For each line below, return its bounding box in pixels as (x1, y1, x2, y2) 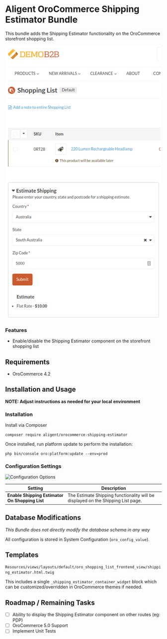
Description (101, 485, 126, 491)
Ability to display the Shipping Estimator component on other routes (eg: (12, 612, 161, 618)
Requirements (5, 358, 50, 366)
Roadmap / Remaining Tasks (5, 598, 95, 607)
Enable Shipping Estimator (7, 492, 64, 498)
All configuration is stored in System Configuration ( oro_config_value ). (5, 536, 150, 542)
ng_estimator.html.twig (5, 570, 55, 575)
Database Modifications (5, 513, 81, 522)
